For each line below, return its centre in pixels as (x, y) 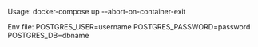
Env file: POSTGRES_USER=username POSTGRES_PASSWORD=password (129, 27)
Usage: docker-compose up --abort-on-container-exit (97, 12)
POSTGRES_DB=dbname (48, 35)
